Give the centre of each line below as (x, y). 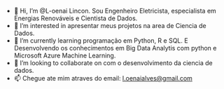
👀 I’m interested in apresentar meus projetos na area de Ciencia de (110, 26)
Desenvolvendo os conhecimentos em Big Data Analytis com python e (115, 48)
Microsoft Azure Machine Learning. (65, 55)
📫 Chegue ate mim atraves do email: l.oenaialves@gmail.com (103, 78)
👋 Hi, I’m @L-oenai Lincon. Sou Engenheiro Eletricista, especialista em (115, 11)
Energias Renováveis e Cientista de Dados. (76, 18)
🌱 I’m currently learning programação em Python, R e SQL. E (101, 41)
